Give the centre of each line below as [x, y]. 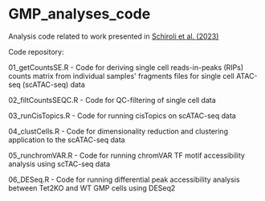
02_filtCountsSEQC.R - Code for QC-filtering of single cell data [112, 100]
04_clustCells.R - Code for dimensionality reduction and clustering [118, 131]
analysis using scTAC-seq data [59, 164]
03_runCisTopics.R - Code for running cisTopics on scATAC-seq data [122, 115]
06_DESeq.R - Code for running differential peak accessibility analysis [124, 179]
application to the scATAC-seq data [67, 139]
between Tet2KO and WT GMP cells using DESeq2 [92, 188]
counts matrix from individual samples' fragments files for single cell [121, 76]
